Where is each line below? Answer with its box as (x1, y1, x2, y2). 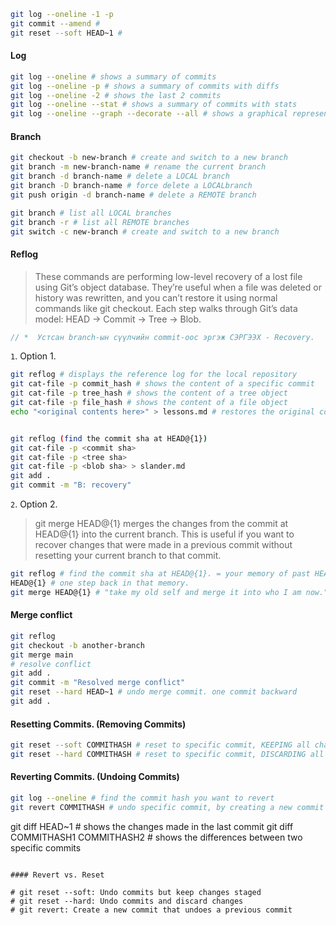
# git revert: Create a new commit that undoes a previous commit (10, 905, 293, 915)
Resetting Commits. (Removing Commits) (10, 718, 187, 730)
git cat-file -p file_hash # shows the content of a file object (10, 398, 288, 408)
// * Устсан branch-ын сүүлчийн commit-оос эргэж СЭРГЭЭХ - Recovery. (10, 332, 315, 342)
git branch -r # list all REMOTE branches (10, 217, 190, 227)
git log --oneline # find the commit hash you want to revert (10, 793, 275, 804)
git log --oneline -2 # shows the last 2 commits (10, 90, 222, 100)
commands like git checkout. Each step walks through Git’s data (34, 302, 298, 314)
